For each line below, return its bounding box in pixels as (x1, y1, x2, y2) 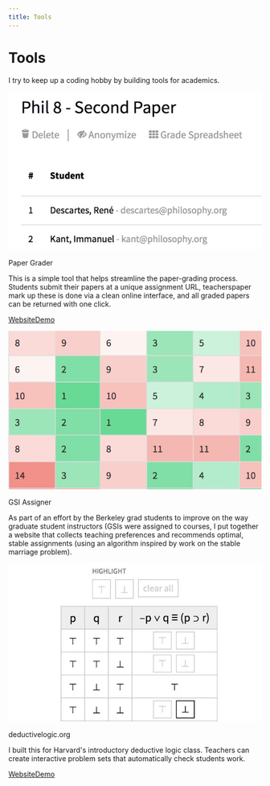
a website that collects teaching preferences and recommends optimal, (8, 529, 243, 539)
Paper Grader (8, 257, 54, 267)
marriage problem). (8, 547, 72, 557)
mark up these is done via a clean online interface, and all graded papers (8, 290, 250, 300)
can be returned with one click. (8, 298, 112, 309)
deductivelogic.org (8, 729, 71, 739)
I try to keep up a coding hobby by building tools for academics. (8, 75, 220, 84)
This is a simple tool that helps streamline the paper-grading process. (8, 274, 239, 283)
